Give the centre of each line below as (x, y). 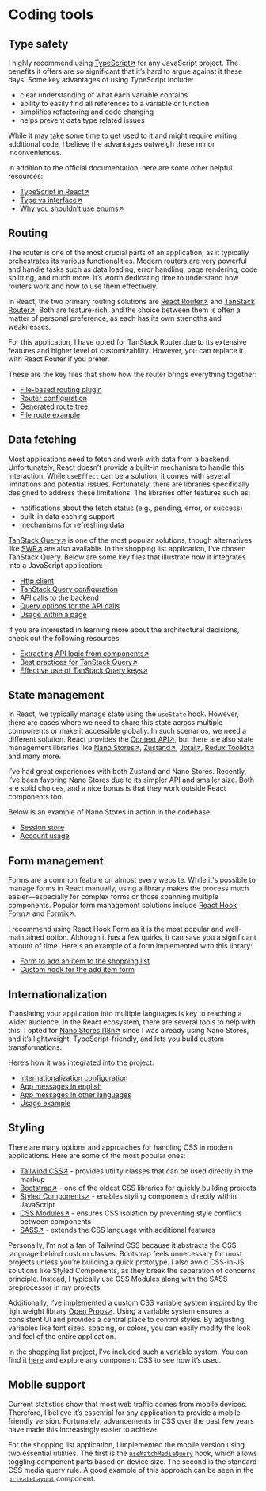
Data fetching (42, 440)
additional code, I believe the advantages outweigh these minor (112, 144)
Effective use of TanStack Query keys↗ (84, 670)
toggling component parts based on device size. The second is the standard (133, 1461)
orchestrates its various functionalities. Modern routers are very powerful (127, 261)
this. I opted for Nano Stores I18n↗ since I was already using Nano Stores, (129, 1031)
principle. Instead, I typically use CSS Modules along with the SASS (118, 1279)
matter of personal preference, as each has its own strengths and (115, 318)
